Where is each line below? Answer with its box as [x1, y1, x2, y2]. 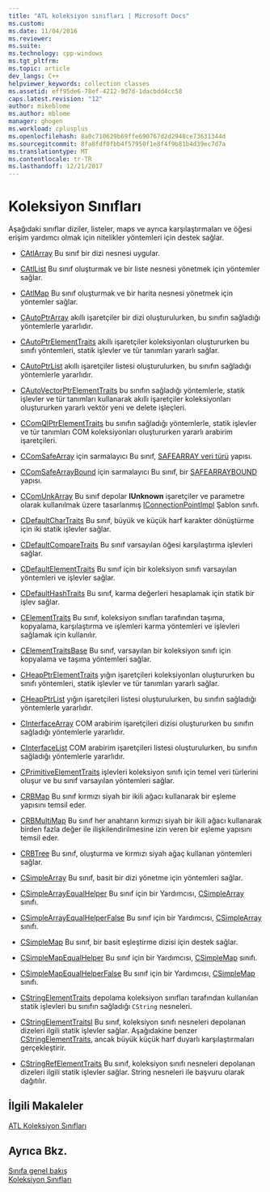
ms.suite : [8, 42, 42, 50]
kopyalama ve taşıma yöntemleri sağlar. [19, 654, 152, 664]
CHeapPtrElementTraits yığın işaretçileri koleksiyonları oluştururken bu [19, 670, 255, 680]
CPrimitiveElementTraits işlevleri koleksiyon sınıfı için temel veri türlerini [19, 767, 259, 777]
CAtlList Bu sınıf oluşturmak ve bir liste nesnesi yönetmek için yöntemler [19, 264, 260, 274]
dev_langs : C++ [8, 72, 60, 80]
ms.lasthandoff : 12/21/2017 [8, 163, 103, 171]
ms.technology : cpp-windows [8, 49, 103, 57]
